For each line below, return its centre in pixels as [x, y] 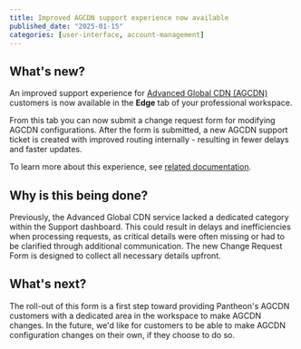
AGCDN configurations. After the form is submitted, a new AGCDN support [149, 130]
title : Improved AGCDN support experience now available [119, 18]
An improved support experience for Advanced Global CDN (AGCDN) [139, 93]
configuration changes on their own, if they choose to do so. [122, 334]
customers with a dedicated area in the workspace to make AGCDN [136, 315]
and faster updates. [46, 150]
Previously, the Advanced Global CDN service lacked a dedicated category [149, 217]
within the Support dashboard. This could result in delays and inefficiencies [150, 227]
